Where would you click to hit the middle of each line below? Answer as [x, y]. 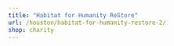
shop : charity [31, 30]
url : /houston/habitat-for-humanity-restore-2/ [87, 23]
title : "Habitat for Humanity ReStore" [73, 15]
